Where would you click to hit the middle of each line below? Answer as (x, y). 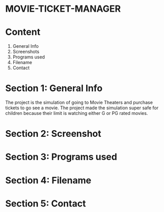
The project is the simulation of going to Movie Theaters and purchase (79, 103)
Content (23, 32)
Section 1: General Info (54, 88)
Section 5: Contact (46, 203)
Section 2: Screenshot (53, 134)
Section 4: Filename (48, 180)
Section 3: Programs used (61, 157)
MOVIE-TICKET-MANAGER (63, 9)
